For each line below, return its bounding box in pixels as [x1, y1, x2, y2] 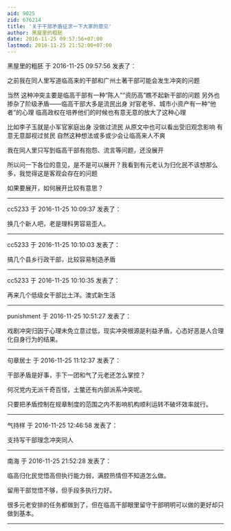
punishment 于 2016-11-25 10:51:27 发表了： [7, 312, 132, 320]
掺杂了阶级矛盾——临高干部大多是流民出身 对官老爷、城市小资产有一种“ [7, 100, 211, 107]
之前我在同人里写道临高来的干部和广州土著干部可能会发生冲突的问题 [7, 76, 200, 85]
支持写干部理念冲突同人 [7, 436, 74, 444]
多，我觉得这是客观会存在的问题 [7, 169, 98, 177]
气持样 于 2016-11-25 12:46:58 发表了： [7, 421, 118, 429]
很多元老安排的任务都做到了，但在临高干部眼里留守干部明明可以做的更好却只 [7, 501, 224, 509]
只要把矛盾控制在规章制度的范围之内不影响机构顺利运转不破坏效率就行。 [7, 400, 212, 408]
